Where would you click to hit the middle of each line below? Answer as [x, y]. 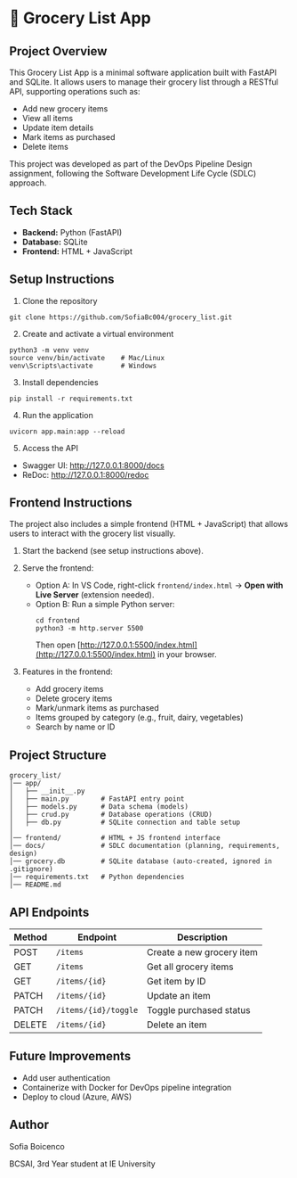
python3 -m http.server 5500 [89, 629]
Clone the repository [60, 301]
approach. [28, 183]
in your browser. [187, 655]
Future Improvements [70, 1056]
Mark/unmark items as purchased [97, 708]
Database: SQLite [55, 242]
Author [29, 1125]
